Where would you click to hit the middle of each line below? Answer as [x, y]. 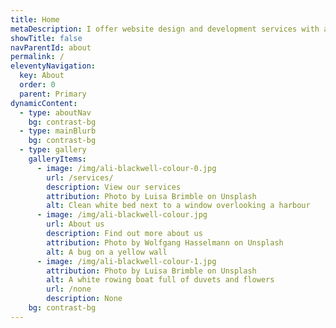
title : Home [35, 19]
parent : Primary [53, 94]
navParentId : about [51, 47]
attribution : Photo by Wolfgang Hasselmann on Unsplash [165, 242]
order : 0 [37, 85]
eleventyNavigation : [53, 66]
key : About [42, 76]
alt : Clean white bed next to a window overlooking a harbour [178, 206]
